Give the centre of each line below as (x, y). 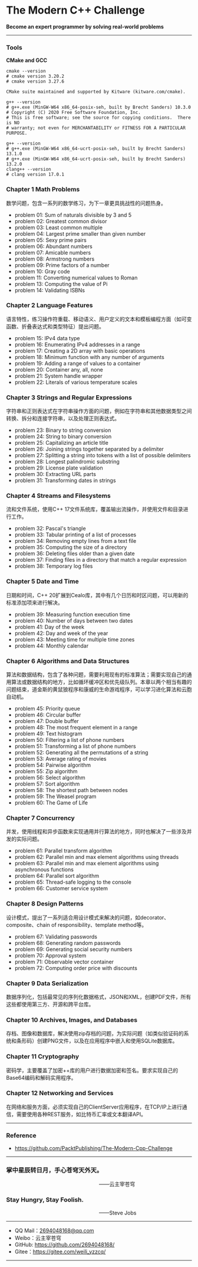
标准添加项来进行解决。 (34, 602)
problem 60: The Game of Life (51, 803)
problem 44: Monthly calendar (52, 646)
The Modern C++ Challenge (76, 10)
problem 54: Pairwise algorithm (53, 765)
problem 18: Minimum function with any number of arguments (90, 357)
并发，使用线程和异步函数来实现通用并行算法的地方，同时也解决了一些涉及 (96, 832)
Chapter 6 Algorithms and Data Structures (68, 661)
